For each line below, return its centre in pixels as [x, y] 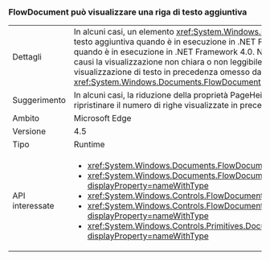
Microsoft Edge [102, 118]
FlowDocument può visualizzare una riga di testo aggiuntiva [128, 12]
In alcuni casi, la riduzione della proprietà [151, 95]
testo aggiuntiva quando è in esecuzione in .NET [165, 42]
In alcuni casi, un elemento [124, 32]
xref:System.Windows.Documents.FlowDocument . [168, 82]
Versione [29, 131]
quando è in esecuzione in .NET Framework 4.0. [164, 52]
